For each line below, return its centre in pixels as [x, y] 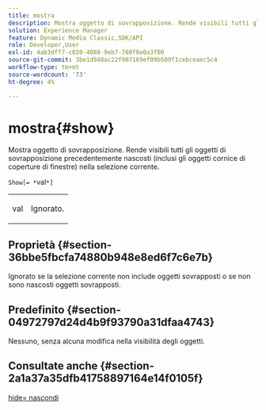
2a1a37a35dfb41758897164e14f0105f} [106, 379]
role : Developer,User [44, 45]
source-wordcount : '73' [47, 75]
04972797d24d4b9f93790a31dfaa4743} [112, 322]
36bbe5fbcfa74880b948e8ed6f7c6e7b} [111, 257]
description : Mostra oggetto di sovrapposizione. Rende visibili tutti [129, 23]
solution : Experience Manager [58, 30]
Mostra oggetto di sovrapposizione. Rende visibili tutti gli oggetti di [117, 150]
